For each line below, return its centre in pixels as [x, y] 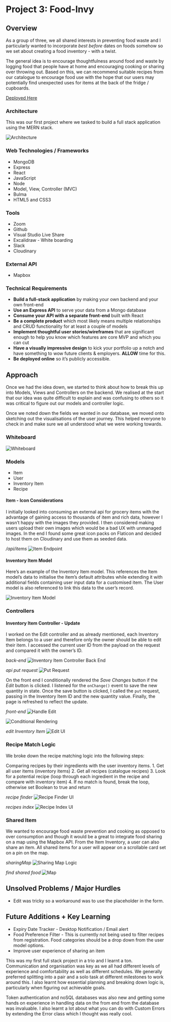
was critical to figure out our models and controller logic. [65, 404]
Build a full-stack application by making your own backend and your [85, 299]
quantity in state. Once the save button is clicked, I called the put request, [83, 691]
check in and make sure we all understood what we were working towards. [84, 424]
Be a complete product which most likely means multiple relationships [87, 321]
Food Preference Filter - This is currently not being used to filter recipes [89, 934]
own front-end [28, 305]
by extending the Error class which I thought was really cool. [69, 1013]
